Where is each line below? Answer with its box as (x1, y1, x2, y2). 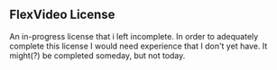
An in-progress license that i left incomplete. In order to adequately (9, 31, 259, 41)
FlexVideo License (9, 7, 115, 22)
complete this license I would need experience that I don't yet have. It (9, 40, 268, 51)
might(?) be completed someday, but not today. (9, 49, 186, 61)
